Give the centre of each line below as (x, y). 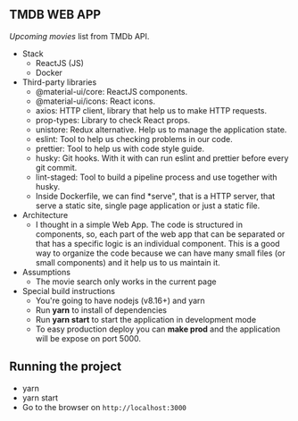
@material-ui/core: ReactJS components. (112, 91)
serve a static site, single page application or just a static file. (148, 206)
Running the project (66, 367)
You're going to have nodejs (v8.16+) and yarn (120, 300)
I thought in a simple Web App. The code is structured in (139, 224)
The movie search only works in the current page (126, 282)
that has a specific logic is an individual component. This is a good (157, 243)
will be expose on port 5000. (88, 338)
